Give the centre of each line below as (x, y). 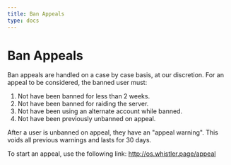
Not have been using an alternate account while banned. (100, 111)
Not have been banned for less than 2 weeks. (84, 96)
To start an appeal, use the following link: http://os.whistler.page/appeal (112, 154)
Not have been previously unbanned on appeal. (87, 119)
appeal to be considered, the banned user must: (77, 83)
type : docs (23, 21)
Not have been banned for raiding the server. (83, 104)
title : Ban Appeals (36, 14)
